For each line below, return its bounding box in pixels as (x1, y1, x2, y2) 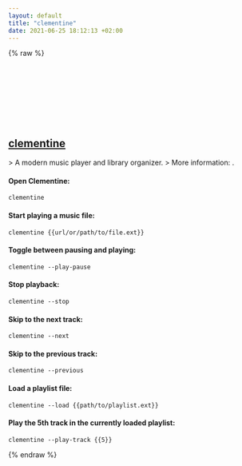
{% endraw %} (8, 449, 58, 460)
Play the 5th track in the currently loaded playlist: (8, 418, 176, 428)
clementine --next (8, 333, 69, 341)
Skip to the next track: (8, 314, 83, 324)
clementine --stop (8, 297, 69, 305)
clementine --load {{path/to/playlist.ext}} (8, 401, 159, 409)
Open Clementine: (8, 176, 70, 185)
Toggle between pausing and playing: (8, 245, 137, 255)
